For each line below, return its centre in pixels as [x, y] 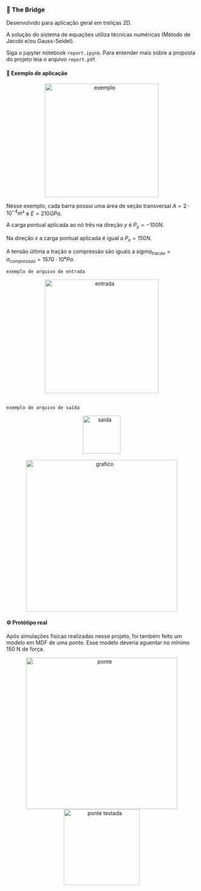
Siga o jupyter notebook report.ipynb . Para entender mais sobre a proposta [101, 53]
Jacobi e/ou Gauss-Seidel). [40, 41]
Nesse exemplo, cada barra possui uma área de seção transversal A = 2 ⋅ [98, 206]
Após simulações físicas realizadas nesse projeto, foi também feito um [94, 636]
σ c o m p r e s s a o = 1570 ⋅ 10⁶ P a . [41, 260]
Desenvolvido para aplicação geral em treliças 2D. [69, 23]
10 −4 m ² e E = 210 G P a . [34, 213]
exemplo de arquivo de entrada [46, 272]
